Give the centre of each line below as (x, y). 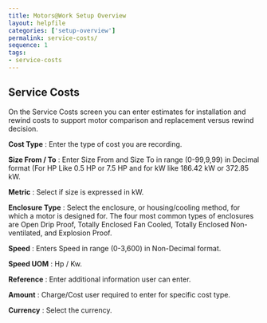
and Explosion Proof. (79, 233)
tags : (17, 53)
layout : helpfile (37, 23)
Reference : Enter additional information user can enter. (100, 279)
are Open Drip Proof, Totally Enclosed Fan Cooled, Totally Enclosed (119, 224)
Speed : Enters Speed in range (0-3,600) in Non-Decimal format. (115, 248)
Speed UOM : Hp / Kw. (45, 263)
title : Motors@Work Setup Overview (67, 16)
